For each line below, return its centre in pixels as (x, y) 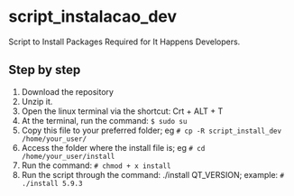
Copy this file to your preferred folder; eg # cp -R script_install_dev (151, 130)
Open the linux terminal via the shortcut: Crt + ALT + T (122, 111)
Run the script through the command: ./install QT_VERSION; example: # (153, 174)
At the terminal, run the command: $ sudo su (104, 120)
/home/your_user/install (68, 156)
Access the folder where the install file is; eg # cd (113, 147)
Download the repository (68, 91)
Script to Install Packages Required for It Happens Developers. (124, 42)
